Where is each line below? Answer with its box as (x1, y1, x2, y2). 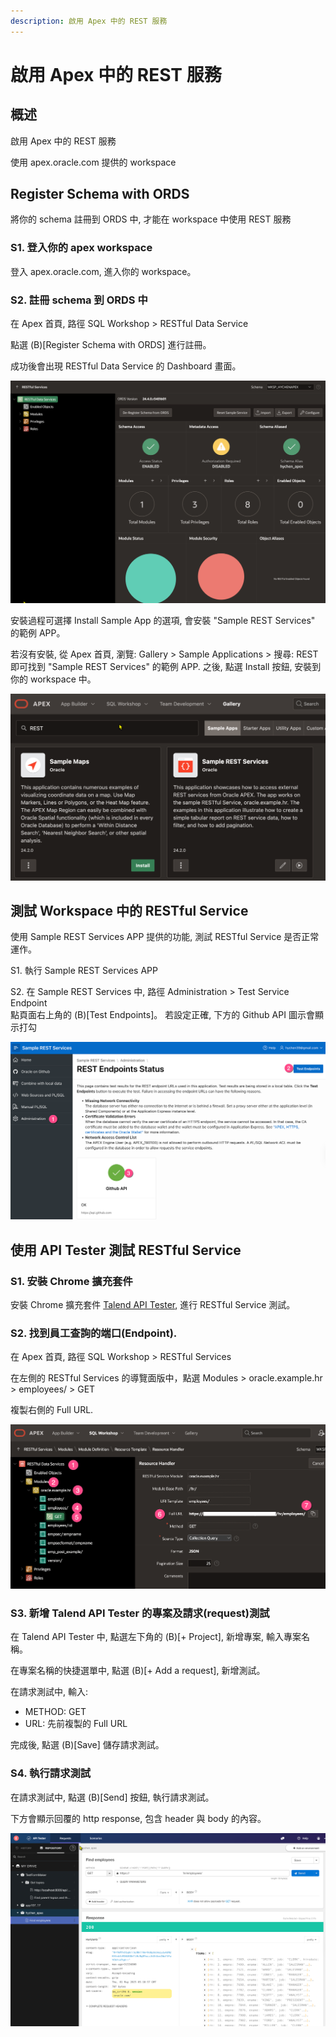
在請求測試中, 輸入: (10, 1686, 89, 1698)
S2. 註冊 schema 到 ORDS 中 (10, 293, 148, 307)
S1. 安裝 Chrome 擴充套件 (10, 1274, 133, 1288)
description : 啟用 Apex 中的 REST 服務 (10, 16, 168, 26)
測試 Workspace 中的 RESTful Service (10, 903, 249, 920)
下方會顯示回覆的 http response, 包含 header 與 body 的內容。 (10, 1812, 267, 1824)
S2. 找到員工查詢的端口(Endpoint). (10, 1326, 178, 1340)
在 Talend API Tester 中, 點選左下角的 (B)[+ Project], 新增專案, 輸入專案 (10, 1631, 302, 1643)
